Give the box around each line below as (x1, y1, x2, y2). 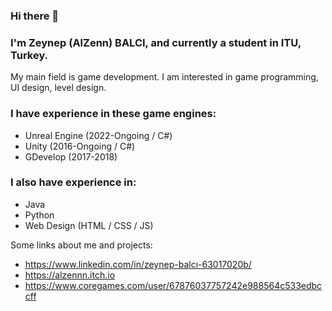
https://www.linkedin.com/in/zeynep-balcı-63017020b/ (24, 258, 252, 270)
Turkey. (10, 48, 49, 62)
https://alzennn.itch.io (24, 269, 116, 281)
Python (24, 209, 55, 221)
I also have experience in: (10, 175, 137, 189)
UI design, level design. (10, 82, 107, 94)
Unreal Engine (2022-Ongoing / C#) (24, 129, 173, 141)
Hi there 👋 (10, 9, 60, 23)
